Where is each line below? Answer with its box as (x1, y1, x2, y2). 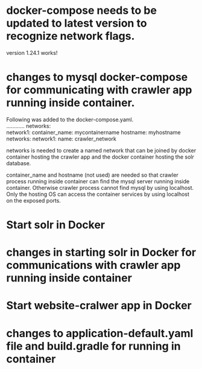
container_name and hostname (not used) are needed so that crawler (6, 171, 179, 178)
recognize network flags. (6, 30, 135, 43)
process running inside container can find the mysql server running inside (6, 177, 190, 184)
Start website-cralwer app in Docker (6, 299, 192, 312)
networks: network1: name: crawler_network (6, 135, 116, 142)
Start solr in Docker (6, 218, 106, 232)
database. (6, 159, 31, 166)
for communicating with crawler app (6, 83, 192, 97)
